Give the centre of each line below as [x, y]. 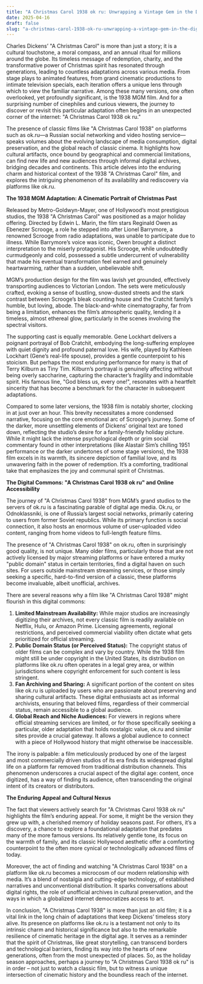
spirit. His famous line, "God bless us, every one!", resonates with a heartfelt [101, 382]
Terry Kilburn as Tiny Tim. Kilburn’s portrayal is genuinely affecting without [99, 369]
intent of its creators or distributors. [50, 786]
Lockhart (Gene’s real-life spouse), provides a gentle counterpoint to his [96, 356]
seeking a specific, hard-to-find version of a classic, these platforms [92, 577]
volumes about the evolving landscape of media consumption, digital [111, 142]
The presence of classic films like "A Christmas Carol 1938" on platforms [97, 129]
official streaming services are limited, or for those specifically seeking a [105, 723]
